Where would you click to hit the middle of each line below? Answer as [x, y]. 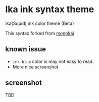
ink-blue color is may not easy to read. [53, 61]
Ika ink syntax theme [50, 9]
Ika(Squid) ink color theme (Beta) [40, 23]
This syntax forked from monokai [40, 33]
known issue [26, 49]
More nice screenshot [35, 66]
